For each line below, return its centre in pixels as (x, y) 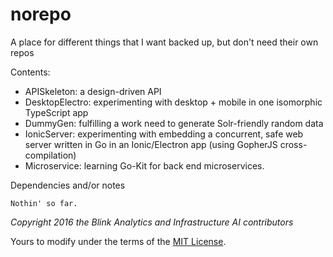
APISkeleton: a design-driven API (93, 91)
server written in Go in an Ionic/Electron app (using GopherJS (151, 144)
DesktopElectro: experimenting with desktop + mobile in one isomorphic (173, 102)
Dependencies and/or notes (68, 185)
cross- (293, 144)
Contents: (30, 72)
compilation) (50, 155)
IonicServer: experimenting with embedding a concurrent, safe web (164, 134)
